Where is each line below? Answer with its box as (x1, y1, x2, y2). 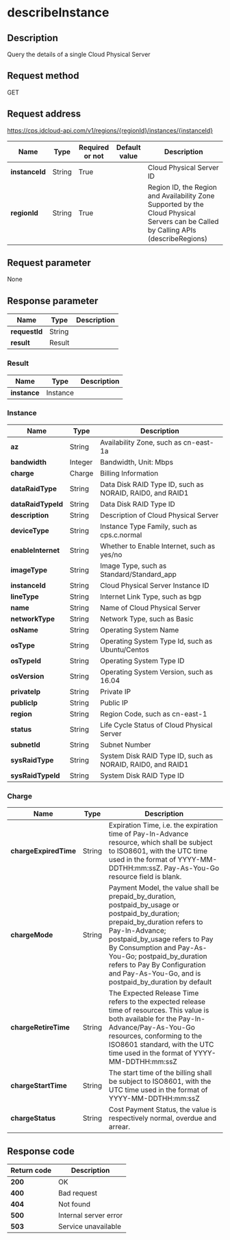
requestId (10, 327, 43, 336)
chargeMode (10, 930, 53, 940)
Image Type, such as (100, 560, 167, 570)
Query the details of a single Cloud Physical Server (7, 50, 151, 58)
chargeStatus (10, 1113, 56, 1123)
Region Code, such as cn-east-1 (100, 709, 207, 719)
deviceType (10, 525, 49, 535)
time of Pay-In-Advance (108, 829, 189, 839)
